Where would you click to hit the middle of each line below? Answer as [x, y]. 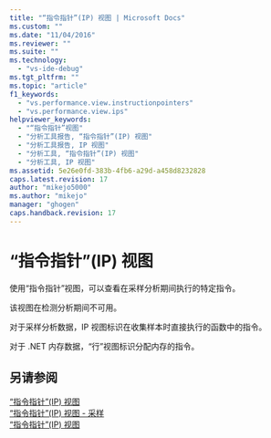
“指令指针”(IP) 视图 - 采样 [57, 412]
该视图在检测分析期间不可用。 [65, 308]
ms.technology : [38, 60]
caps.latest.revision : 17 [58, 179]
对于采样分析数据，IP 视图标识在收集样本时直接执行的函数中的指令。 [138, 327]
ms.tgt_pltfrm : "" [44, 78]
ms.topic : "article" [49, 86]
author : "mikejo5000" [51, 188]
